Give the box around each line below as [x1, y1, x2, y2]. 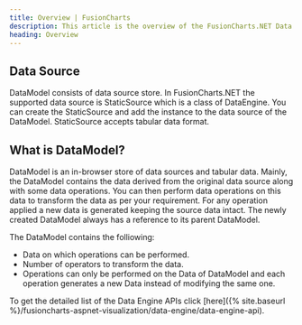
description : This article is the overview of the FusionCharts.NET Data [9, 22, 293, 31]
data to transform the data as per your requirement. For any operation [9, 195, 269, 206]
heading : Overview [9, 30, 78, 39]
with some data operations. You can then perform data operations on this [9, 186, 281, 196]
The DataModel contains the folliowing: [9, 232, 155, 242]
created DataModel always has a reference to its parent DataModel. [9, 214, 261, 225]
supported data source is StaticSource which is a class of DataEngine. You [9, 97, 287, 108]
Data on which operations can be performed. [22, 249, 190, 260]
